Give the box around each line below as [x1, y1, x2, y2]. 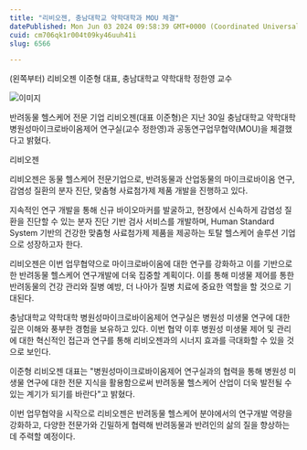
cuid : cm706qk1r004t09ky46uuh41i [9, 30, 137, 39]
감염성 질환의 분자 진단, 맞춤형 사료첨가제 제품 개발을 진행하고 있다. [9, 185, 249, 197]
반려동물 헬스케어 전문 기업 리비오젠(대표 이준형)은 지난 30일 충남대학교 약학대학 [9, 112, 297, 123]
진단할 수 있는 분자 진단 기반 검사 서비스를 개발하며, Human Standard [26, 216, 275, 227]
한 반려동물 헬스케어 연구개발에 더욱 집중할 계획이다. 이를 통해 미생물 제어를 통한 [9, 270, 295, 281]
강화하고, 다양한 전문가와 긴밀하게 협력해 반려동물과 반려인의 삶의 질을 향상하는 [9, 420, 291, 431]
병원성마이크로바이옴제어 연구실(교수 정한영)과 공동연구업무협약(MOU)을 [9, 123, 269, 134]
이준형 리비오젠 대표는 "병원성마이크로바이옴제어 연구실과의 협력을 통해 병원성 [9, 366, 287, 377]
